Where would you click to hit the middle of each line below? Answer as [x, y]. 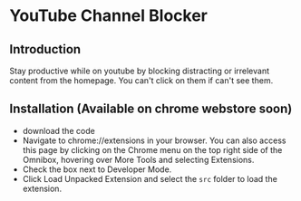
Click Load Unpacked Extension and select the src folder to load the [150, 178]
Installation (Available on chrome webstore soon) [151, 109]
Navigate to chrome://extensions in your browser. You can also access [154, 140]
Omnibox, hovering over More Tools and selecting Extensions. [138, 159]
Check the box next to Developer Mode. [97, 169]
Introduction [45, 49]
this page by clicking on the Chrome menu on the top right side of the [152, 149]
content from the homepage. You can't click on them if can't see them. [141, 81]
